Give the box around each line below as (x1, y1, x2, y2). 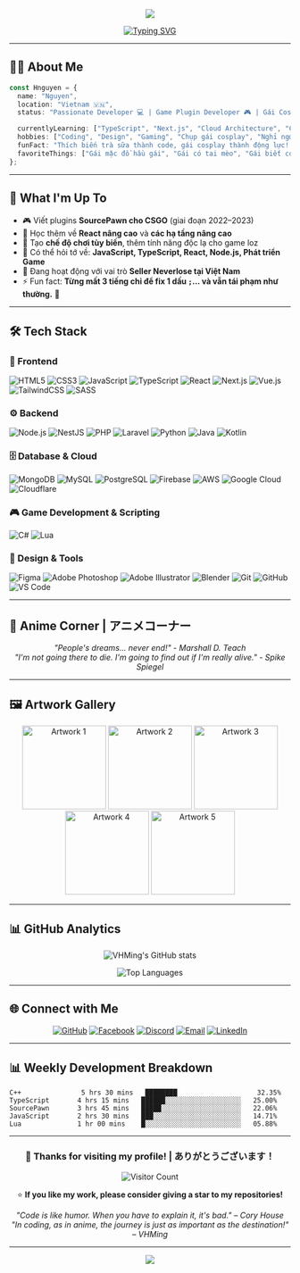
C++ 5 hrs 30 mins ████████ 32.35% (9, 1088, 281, 1097)
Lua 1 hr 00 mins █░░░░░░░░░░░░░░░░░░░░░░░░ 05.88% (9, 1119, 278, 1128)
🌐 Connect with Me (9, 1002, 119, 1017)
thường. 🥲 (21, 288, 61, 299)
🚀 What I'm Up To (9, 191, 107, 206)
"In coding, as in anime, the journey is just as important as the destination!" (11, 1219, 289, 1230)
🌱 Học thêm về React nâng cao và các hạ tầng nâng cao (21, 228, 232, 238)
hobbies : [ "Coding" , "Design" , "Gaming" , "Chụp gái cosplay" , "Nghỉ (17, 133, 278, 142)
